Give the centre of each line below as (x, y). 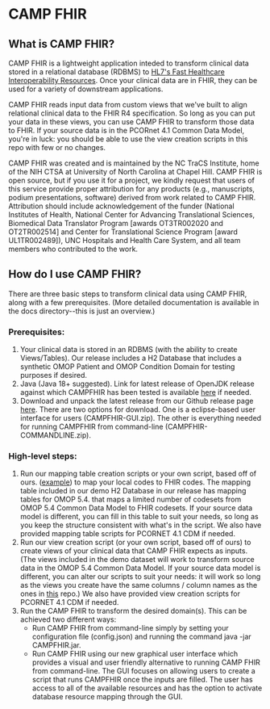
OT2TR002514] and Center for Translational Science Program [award (123, 232)
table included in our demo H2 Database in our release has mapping (133, 491)
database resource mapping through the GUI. (107, 697)
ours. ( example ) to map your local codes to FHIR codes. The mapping (135, 482)
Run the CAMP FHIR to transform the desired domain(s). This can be (133, 611)
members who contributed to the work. (73, 249)
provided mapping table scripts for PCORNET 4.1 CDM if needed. (128, 534)
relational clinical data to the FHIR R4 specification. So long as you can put (132, 113)
